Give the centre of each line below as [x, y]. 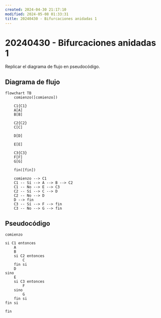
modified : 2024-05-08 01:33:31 [37, 14]
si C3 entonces [29, 281]
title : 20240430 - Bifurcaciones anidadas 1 [51, 19]
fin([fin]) [25, 170]
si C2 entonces [29, 256]
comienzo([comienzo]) [36, 98]
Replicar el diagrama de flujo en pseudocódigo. [52, 67]
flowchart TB [18, 93]
